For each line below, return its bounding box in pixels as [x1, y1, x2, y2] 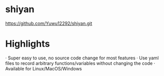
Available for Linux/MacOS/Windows [5, 65, 83, 71]
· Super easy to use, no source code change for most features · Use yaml [5, 55, 159, 61]
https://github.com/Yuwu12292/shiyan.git [5, 20, 93, 26]
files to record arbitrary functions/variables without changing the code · [5, 60, 155, 66]
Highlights [5, 38, 50, 50]
